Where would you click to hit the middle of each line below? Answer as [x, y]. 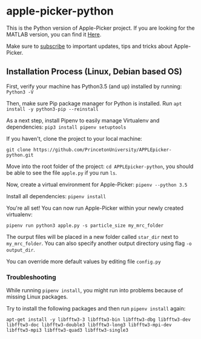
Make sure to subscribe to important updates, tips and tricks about [89, 46]
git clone [19, 150]
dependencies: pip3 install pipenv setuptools [66, 127]
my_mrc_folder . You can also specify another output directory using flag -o [99, 243]
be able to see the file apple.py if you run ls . [62, 173]
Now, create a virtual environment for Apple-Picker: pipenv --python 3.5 [97, 184]
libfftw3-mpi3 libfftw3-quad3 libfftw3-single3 [68, 331]
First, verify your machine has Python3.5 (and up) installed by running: [94, 86]
